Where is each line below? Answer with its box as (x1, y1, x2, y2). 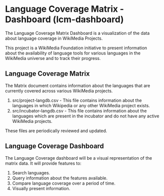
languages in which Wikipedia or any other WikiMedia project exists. (12, 102, 150, 109)
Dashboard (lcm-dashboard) (5, 14, 124, 25)
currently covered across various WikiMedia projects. (5, 87, 113, 94)
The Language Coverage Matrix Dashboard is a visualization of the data (5, 30, 150, 36)
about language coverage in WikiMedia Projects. (5, 35, 103, 41)
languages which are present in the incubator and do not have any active (12, 113, 160, 119)
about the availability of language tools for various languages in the (5, 50, 141, 56)
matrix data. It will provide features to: (5, 160, 82, 166)
